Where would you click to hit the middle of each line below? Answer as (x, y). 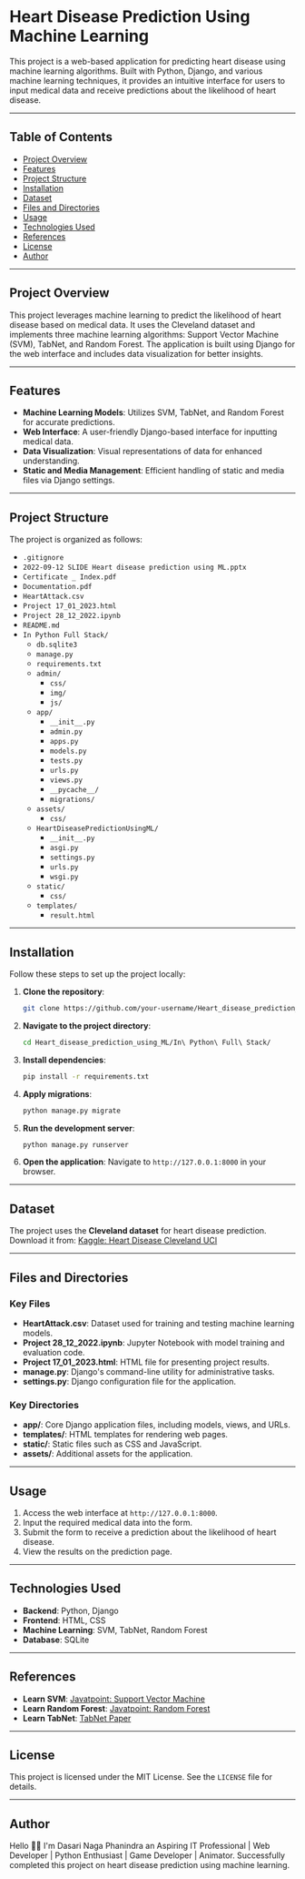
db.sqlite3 (57, 645)
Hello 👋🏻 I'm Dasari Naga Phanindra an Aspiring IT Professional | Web (140, 1846)
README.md (41, 625)
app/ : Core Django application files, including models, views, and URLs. (156, 1425)
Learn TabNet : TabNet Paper (77, 1718)
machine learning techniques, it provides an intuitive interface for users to (148, 80)
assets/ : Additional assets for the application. (108, 1454)
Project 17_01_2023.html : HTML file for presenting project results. (146, 1362)
